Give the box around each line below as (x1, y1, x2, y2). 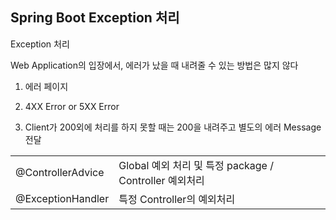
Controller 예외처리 (118, 173, 205, 187)
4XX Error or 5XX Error (24, 100, 120, 112)
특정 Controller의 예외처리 (118, 192, 236, 206)
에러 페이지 (24, 80, 69, 92)
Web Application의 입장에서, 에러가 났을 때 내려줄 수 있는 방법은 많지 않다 (10, 59, 299, 71)
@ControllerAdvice (15, 165, 105, 179)
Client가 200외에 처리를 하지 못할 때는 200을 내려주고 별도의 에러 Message (24, 121, 322, 133)
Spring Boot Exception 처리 (10, 9, 180, 27)
